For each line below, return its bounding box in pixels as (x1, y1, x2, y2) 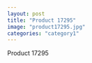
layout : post (7, 10, 45, 17)
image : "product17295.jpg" (7, 23, 86, 30)
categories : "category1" (7, 29, 79, 37)
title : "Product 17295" (7, 17, 77, 24)
